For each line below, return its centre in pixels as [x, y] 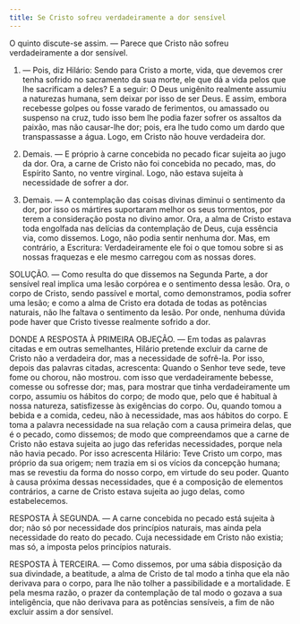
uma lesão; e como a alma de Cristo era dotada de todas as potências [138, 303]
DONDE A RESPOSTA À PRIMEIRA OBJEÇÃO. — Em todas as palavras [138, 339]
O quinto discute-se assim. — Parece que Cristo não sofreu [119, 43]
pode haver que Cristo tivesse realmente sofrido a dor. [110, 321]
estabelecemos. [39, 500]
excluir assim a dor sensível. [61, 611]
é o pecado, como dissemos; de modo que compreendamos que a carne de [150, 434]
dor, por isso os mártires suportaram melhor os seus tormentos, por [147, 209]
